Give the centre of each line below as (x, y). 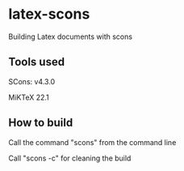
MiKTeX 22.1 (29, 97)
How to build (41, 123)
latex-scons (49, 14)
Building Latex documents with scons (71, 36)
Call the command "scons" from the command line (92, 142)
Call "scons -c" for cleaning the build (70, 158)
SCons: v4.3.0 (32, 81)
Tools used (37, 62)
